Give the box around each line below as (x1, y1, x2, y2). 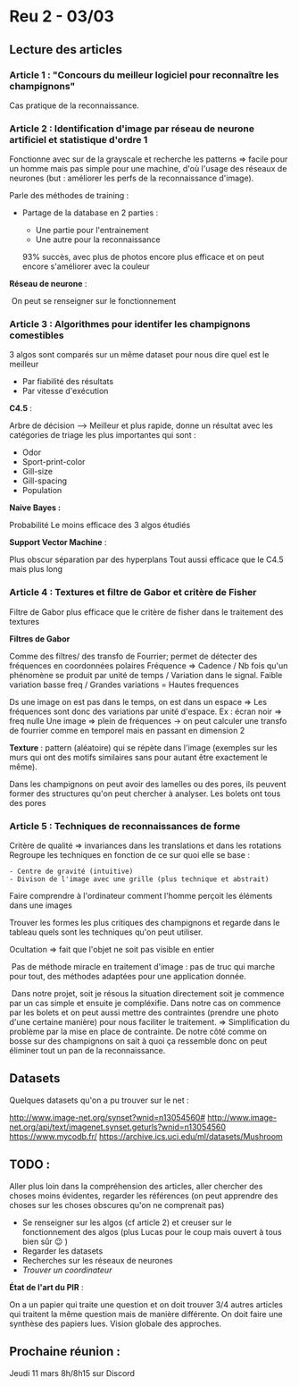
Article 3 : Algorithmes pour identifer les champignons (9, 318, 251, 331)
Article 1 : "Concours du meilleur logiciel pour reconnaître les (9, 69, 279, 81)
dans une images (9, 900, 73, 911)
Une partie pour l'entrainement (35, 225, 149, 236)
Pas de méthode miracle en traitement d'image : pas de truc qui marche (11, 962, 276, 972)
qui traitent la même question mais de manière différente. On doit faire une (9, 1308, 283, 1319)
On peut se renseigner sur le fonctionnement (11, 296, 177, 307)
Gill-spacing (21, 475, 68, 486)
